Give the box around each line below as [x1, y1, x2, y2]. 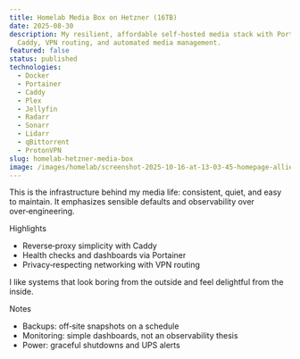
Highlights [9, 223, 47, 234]
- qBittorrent [17, 138, 70, 146]
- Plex [17, 96, 42, 105]
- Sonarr [17, 121, 50, 130]
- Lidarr [17, 129, 50, 138]
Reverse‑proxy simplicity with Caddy [21, 240, 158, 251]
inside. [9, 287, 34, 297]
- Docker [17, 71, 50, 80]
